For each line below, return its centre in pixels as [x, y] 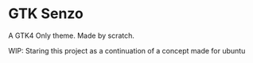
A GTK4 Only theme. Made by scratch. [72, 35]
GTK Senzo [46, 14]
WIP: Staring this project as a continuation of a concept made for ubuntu [127, 50]
